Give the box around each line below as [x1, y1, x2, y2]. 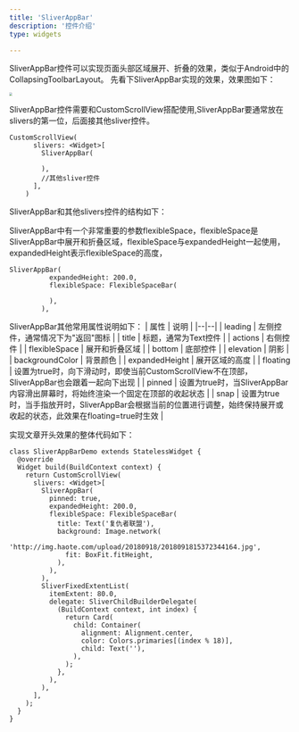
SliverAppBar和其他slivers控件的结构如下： [9, 206, 167, 217]
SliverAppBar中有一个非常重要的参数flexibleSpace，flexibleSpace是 [9, 225, 259, 236]
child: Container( [72, 620, 142, 629]
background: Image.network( [56, 527, 162, 536]
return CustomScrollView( [25, 470, 122, 479]
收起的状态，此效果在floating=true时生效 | [9, 410, 163, 420]
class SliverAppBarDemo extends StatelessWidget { [9, 447, 202, 456]
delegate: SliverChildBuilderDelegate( [48, 597, 198, 606]
